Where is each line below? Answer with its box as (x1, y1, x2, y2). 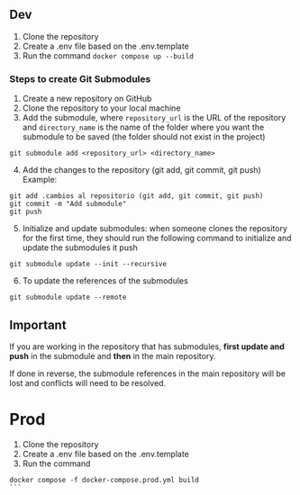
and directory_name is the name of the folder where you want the (22, 121, 265, 133)
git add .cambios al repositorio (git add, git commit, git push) (9, 192, 264, 201)
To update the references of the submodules (22, 275, 189, 286)
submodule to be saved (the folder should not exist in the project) (22, 131, 266, 142)
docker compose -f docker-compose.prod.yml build (9, 475, 200, 484)
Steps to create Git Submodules (9, 72, 151, 85)
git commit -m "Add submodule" (9, 200, 127, 209)
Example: (22, 175, 58, 185)
